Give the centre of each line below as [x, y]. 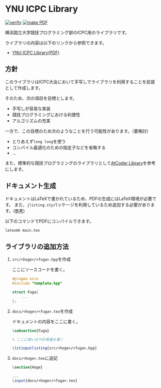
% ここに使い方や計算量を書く [38, 339]
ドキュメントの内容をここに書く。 [46, 321]
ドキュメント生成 [31, 186]
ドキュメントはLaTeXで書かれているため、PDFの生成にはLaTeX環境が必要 [79, 199]
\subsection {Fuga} [31, 331]
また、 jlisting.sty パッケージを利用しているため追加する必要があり [82, 204]
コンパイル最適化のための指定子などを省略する [59, 148]
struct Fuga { [25, 292]
